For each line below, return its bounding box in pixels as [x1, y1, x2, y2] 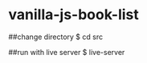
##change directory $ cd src [8, 32, 103, 41]
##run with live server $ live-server [8, 47, 125, 57]
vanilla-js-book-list [8, 6, 139, 24]
